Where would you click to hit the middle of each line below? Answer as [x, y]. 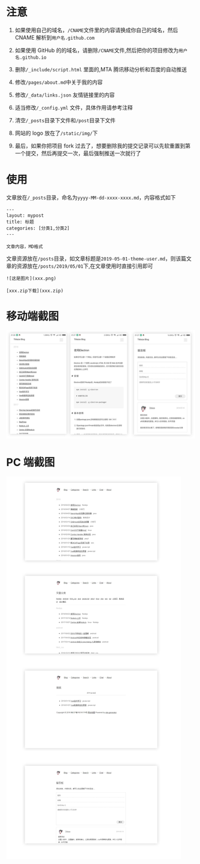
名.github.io [31, 58]
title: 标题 [20, 222]
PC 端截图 [31, 463]
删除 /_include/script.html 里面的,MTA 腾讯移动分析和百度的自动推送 [101, 69]
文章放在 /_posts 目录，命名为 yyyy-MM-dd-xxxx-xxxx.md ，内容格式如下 [91, 197]
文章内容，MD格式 [25, 246]
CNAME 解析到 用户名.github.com [54, 37]
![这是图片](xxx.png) [31, 278]
